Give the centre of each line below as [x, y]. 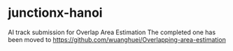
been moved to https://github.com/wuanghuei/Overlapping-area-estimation [117, 39]
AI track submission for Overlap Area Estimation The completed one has [112, 32]
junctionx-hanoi [55, 13]
